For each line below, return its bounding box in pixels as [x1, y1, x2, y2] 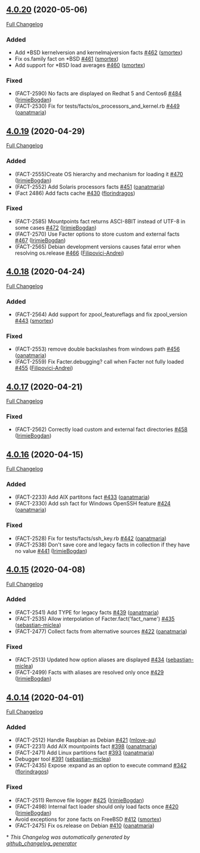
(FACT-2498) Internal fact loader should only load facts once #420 [14, 803, 179, 810]
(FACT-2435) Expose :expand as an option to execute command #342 [14, 762, 187, 769]
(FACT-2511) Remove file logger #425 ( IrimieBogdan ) [14, 796, 145, 804]
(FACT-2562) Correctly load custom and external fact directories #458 [14, 426, 188, 433]
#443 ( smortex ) [14, 317, 54, 324]
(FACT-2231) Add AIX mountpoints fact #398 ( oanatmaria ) [14, 743, 158, 750]
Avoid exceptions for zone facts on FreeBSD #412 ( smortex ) [14, 815, 162, 823]
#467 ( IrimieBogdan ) [14, 236, 66, 243]
